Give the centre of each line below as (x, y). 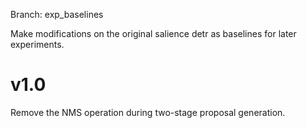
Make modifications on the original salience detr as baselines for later (153, 33)
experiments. (37, 44)
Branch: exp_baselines (57, 14)
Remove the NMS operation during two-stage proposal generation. (148, 112)
